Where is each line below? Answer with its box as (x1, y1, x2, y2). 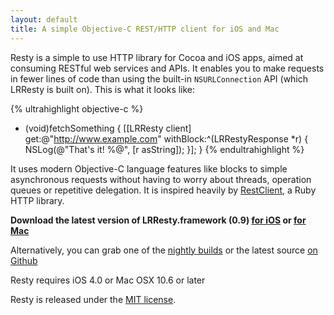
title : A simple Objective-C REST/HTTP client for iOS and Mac (10, 24, 280, 34)
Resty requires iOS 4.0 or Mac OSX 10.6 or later (10, 274, 206, 286)
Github (10, 254, 38, 266)
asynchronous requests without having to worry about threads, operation (10, 173, 312, 185)
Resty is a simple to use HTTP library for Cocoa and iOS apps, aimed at (10, 51, 304, 63)
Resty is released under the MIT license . (10, 293, 177, 305)
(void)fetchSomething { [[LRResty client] (24, 122, 192, 134)
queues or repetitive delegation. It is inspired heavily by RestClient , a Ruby (10, 184, 317, 196)
